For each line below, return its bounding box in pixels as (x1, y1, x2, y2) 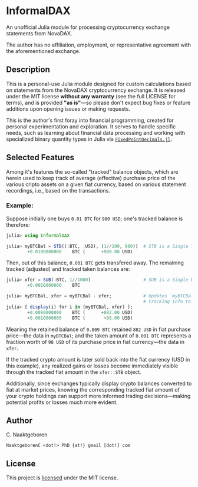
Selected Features (6, 153, 75, 163)
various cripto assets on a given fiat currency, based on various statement (6, 181, 187, 188)
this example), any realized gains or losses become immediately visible (6, 362, 179, 369)
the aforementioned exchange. (6, 47, 81, 54)
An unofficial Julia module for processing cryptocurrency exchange (6, 24, 170, 31)
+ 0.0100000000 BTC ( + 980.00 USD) (27, 249, 133, 254)
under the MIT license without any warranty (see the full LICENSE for (6, 92, 176, 100)
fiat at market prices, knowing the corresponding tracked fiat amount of (6, 386, 180, 393)
